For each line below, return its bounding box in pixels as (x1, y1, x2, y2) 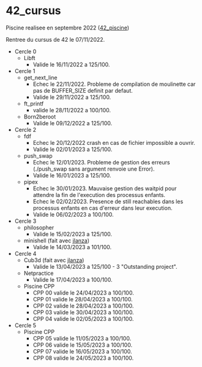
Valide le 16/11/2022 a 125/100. (32, 61, 110, 68)
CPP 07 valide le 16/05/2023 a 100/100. (32, 347, 132, 355)
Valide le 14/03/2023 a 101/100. (32, 243, 112, 250)
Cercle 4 (14, 250, 37, 257)
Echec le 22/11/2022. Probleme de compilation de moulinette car (32, 80, 196, 88)
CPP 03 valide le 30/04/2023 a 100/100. (32, 308, 134, 316)
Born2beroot (23, 113, 56, 120)
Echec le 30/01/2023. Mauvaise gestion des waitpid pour (32, 185, 177, 192)
